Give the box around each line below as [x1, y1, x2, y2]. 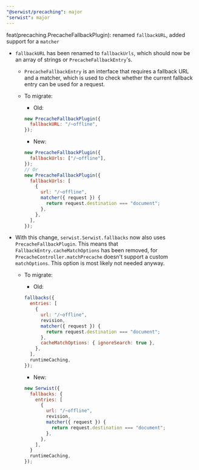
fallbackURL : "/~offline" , [29, 121, 98, 127]
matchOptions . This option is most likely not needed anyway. [15, 260, 165, 267]
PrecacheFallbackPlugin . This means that [15, 240, 118, 247]
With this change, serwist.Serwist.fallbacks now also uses [15, 234, 166, 241]
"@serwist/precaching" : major [6, 8, 83, 15]
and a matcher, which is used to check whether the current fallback [24, 74, 193, 81]
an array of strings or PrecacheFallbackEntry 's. [15, 56, 132, 63]
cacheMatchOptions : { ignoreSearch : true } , [40, 340, 155, 346]
